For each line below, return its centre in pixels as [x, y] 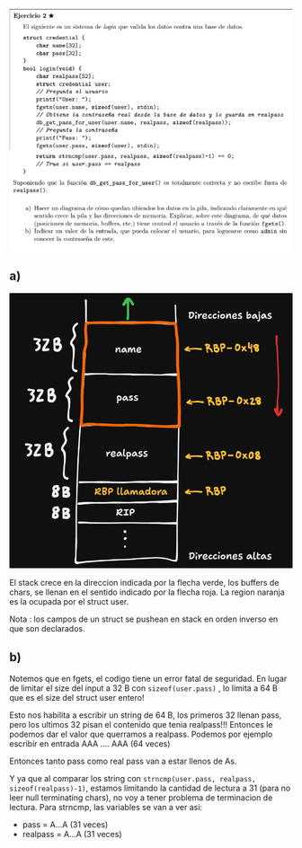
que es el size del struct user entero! [77, 697]
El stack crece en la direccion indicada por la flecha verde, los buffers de [144, 583]
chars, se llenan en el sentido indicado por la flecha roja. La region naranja [147, 592]
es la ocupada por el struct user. [69, 602]
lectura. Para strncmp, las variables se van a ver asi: [106, 807]
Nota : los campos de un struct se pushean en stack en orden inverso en [144, 619]
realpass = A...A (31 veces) [72, 834]
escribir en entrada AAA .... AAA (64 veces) [90, 743]
